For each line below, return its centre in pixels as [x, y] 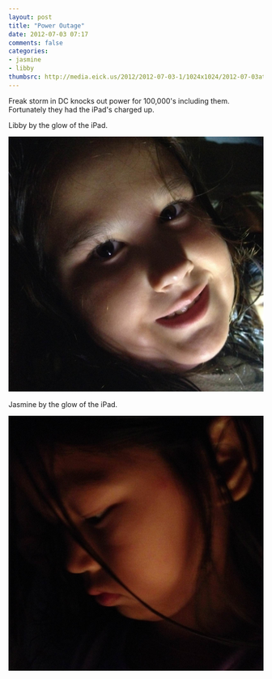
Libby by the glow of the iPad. [58, 125]
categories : [28, 51]
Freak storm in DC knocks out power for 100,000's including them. [119, 100]
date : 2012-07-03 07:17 [49, 34]
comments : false [36, 43]
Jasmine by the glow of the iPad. [63, 404]
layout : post [30, 17]
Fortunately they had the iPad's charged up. [82, 109]
